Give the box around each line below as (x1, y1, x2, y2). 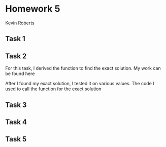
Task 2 (5, 52, 27, 60)
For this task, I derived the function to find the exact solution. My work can (5, 65, 161, 71)
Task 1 (5, 34, 25, 43)
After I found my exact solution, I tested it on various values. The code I (5, 81, 154, 87)
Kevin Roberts (5, 20, 35, 26)
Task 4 (5, 118, 27, 126)
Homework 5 (5, 3, 60, 15)
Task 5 (5, 135, 27, 143)
